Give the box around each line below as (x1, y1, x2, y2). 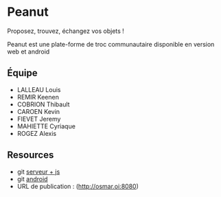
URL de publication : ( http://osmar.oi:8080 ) (16, 182, 139, 190)
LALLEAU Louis (16, 85, 61, 93)
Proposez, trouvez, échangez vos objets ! (7, 27, 125, 35)
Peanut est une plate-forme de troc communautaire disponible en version (7, 40, 215, 48)
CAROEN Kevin (16, 107, 60, 115)
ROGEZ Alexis (16, 129, 57, 137)
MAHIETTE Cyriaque (16, 121, 75, 130)
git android (16, 174, 48, 183)
